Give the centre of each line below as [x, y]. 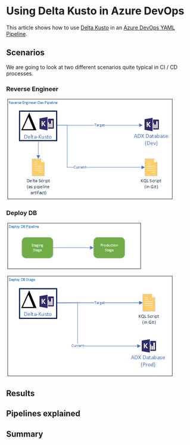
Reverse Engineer [32, 89]
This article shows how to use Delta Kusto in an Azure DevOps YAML [91, 27]
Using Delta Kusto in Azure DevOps [95, 11]
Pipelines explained [43, 414]
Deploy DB [22, 213]
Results [21, 393]
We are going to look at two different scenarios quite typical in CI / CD [92, 67]
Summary [25, 434]
